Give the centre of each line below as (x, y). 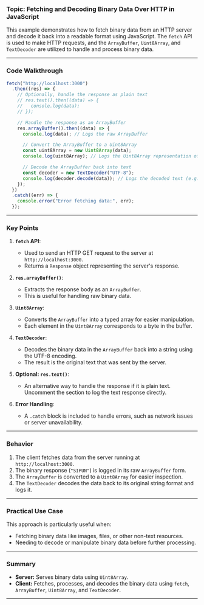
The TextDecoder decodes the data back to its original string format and (104, 483)
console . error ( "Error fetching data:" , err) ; (76, 201)
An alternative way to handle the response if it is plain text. (97, 386)
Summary (21, 564)
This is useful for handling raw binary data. (78, 296)
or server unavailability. (53, 423)
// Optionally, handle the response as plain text (83, 95)
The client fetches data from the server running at (77, 457)
